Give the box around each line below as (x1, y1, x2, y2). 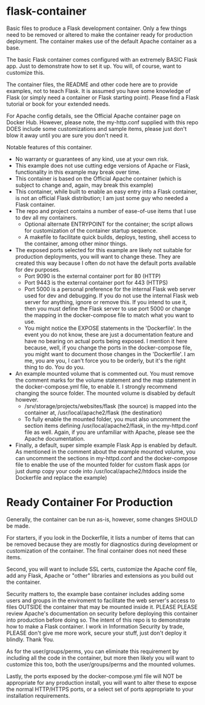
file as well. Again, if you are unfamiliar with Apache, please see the (24, 428, 195, 436)
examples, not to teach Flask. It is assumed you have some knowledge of (6, 87, 191, 94)
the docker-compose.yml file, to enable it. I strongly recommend (15, 382, 177, 390)
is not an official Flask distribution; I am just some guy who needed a (15, 194, 188, 201)
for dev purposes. (15, 266, 61, 273)
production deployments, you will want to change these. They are (15, 253, 181, 260)
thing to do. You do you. (24, 363, 85, 371)
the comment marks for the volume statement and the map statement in (15, 376, 196, 384)
